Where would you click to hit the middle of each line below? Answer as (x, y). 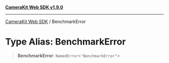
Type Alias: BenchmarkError (66, 42)
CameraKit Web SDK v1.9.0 (34, 7)
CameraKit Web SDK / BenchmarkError (46, 21)
